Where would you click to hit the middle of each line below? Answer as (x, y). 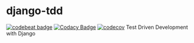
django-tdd (35, 11)
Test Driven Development (157, 27)
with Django (21, 33)
